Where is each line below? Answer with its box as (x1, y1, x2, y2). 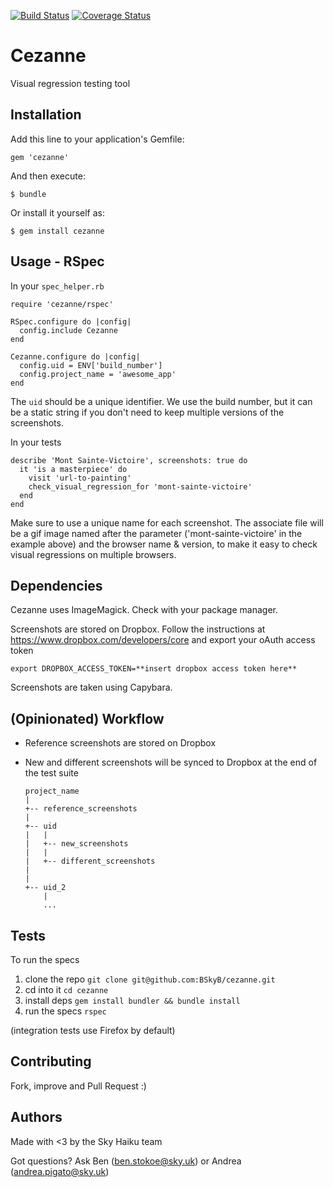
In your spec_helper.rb (10, 280, 105, 292)
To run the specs (10, 954, 80, 965)
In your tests (10, 436, 62, 448)
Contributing (10, 1053, 92, 1070)
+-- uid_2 (24, 883, 67, 893)
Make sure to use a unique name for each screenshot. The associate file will (10, 516, 324, 529)
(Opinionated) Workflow (10, 710, 165, 727)
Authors (10, 1109, 63, 1126)
